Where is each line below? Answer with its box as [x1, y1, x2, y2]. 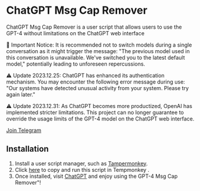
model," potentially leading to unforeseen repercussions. [6, 60, 145, 67]
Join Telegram [6, 127, 42, 134]
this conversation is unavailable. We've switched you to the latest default [6, 54, 185, 61]
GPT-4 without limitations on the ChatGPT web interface [6, 29, 145, 36]
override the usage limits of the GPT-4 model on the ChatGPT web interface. [6, 115, 195, 122]
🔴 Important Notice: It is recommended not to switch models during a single [6, 41, 192, 48]
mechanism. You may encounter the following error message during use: [6, 78, 185, 85]
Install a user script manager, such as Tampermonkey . [14, 159, 148, 167]
